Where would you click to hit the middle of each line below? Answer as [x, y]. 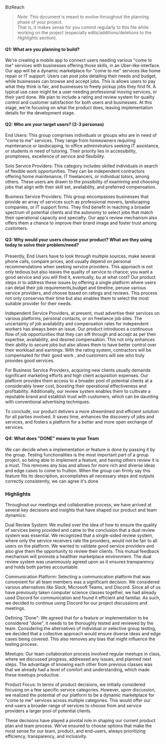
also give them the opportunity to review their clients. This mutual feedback [82, 551]
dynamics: [16, 515]
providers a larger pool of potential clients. [48, 711]
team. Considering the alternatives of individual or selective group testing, [81, 628]
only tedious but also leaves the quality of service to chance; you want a [79, 272]
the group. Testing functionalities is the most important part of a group [77, 455]
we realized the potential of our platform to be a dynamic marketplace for [80, 695]
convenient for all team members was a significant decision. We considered [83, 582]
